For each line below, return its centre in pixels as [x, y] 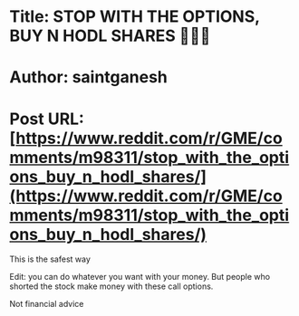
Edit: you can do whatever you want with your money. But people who [140, 277]
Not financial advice [47, 304]
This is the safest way [50, 259]
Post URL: [47, 119]
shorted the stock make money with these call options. [111, 286]
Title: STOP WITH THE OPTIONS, [135, 17]
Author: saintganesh [88, 77]
